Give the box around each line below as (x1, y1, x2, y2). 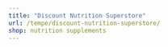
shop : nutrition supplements (8, 26, 107, 34)
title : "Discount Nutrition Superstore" (8, 11, 147, 20)
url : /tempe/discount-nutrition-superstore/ (8, 19, 161, 27)
